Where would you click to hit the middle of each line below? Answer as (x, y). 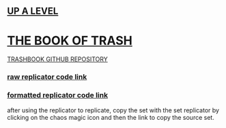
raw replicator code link (47, 77)
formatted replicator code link (57, 95)
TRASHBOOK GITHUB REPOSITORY (57, 59)
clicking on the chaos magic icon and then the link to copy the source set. (111, 117)
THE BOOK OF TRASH (70, 41)
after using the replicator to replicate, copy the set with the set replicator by (113, 110)
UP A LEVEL (33, 11)
